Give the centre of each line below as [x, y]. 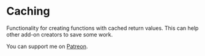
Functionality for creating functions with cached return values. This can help [102, 28]
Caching [28, 11]
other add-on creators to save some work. [60, 34]
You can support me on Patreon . [47, 46]
